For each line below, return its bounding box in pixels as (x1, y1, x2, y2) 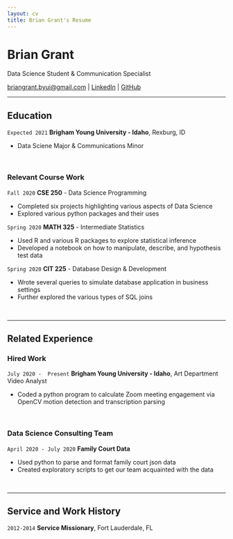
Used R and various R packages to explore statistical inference (17, 236, 197, 244)
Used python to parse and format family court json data (17, 458, 176, 466)
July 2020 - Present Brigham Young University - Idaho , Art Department (7, 369, 218, 378)
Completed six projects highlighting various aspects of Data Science (17, 202, 213, 210)
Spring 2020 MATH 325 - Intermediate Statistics (7, 223, 145, 231)
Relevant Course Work (7, 172, 85, 182)
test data (17, 251, 43, 259)
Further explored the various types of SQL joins (17, 293, 153, 301)
